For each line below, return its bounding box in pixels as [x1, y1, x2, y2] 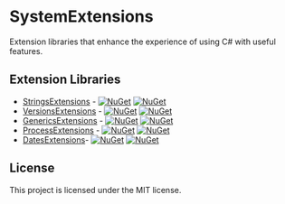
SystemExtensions [9, 6, 154, 27]
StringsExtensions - [22, 96, 97, 107]
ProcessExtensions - [22, 125, 100, 135]
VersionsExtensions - [22, 106, 102, 116]
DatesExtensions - [22, 134, 90, 145]
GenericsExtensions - [22, 115, 104, 125]
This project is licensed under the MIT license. [9, 184, 182, 195]
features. [9, 45, 43, 56]
